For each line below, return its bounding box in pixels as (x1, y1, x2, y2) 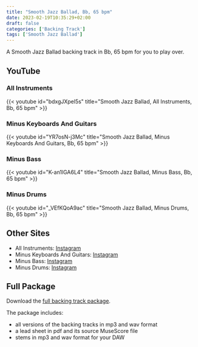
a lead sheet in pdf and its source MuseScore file (15, 328, 138, 335)
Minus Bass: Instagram (15, 257, 73, 264)
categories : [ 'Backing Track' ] (6, 26, 86, 32)
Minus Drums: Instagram (15, 264, 77, 271)
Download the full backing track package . (6, 297, 111, 304)
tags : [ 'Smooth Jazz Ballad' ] (6, 32, 83, 38)
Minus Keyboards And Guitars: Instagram (15, 250, 118, 258)
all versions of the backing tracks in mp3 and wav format (15, 321, 158, 328)
